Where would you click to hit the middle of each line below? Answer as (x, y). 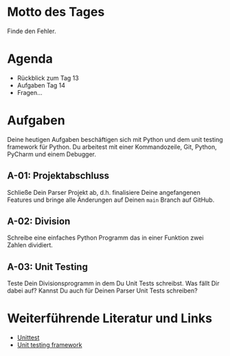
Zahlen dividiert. (30, 245)
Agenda (30, 59)
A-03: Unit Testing (47, 267)
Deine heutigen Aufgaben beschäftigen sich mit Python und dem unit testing (115, 139)
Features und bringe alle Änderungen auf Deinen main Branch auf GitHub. (111, 200)
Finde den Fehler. (32, 31)
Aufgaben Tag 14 (41, 85)
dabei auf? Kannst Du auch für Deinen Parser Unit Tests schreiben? (102, 291)
